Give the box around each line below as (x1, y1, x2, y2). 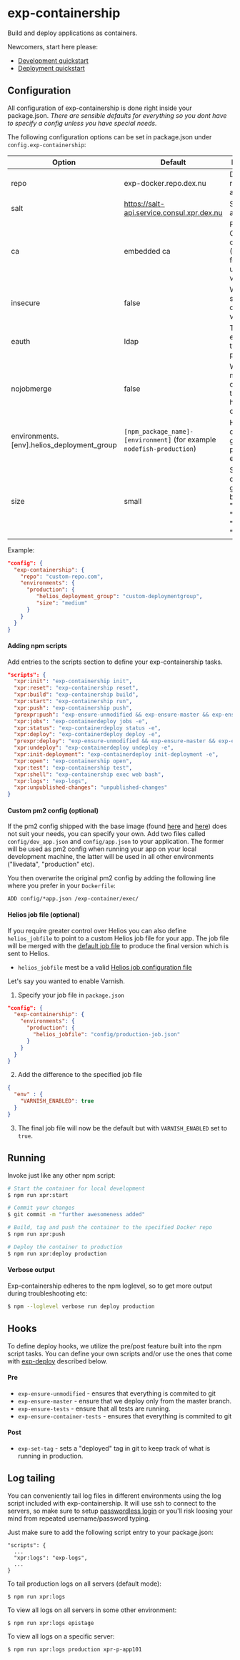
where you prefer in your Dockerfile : (7, 881, 116, 890)
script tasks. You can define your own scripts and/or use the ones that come (7, 1349, 233, 1358)
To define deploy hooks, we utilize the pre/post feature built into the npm (7, 1341, 222, 1350)
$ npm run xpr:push (7, 1231, 66, 1238)
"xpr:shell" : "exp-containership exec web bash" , (14, 770, 164, 778)
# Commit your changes (7, 1204, 75, 1212)
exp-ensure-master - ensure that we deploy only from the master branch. (17, 1396, 232, 1405)
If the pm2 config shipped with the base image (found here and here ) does (7, 822, 227, 830)
